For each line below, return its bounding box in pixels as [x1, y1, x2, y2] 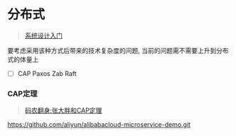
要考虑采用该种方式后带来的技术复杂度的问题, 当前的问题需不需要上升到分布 [7, 46, 229, 55]
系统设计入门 [24, 31, 63, 40]
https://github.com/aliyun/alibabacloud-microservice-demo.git [7, 120, 191, 129]
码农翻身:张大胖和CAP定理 [24, 106, 102, 115]
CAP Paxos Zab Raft [17, 69, 77, 78]
